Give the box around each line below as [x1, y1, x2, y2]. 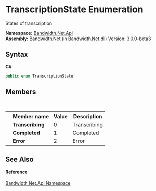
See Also [5, 155, 34, 163]
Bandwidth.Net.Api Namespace [5, 180, 71, 186]
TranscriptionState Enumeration [5, 4, 143, 15]
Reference [5, 169, 28, 175]
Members [5, 88, 36, 96]
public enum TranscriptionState [5, 73, 73, 79]
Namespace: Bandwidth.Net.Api [5, 30, 73, 36]
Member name [13, 113, 49, 120]
